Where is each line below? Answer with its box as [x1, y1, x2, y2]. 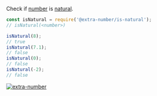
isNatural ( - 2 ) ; [6, 67, 45, 73]
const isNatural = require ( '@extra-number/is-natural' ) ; [6, 17, 152, 23]
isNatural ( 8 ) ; [6, 33, 42, 39]
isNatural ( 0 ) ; [6, 55, 42, 62]
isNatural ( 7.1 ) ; [6, 44, 47, 50]
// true [6, 38, 26, 44]
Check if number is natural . [6, 5, 73, 12]
